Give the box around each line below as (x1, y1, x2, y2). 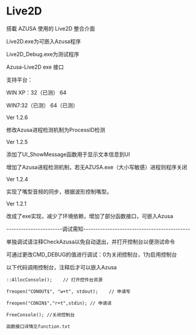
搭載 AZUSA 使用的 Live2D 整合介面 (6, 25, 95, 32)
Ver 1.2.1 (6, 200, 27, 207)
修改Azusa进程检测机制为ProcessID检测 (6, 126, 106, 133)
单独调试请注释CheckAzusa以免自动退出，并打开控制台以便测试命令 (6, 238, 175, 245)
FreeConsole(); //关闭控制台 (6, 312, 75, 318)
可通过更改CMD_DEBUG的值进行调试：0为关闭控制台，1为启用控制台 (6, 251, 177, 258)
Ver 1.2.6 (6, 113, 28, 121)
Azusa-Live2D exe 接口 (6, 63, 65, 70)
